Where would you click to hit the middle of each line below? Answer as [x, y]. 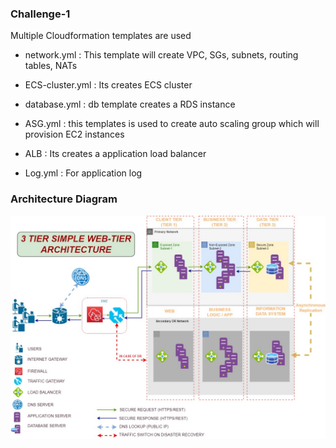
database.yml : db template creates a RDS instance [130, 104]
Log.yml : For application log [83, 173]
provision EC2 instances [74, 134]
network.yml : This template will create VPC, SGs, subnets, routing [161, 55]
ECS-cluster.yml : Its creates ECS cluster [108, 85]
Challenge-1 [40, 14]
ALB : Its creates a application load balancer [115, 154]
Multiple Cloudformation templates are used [101, 36]
